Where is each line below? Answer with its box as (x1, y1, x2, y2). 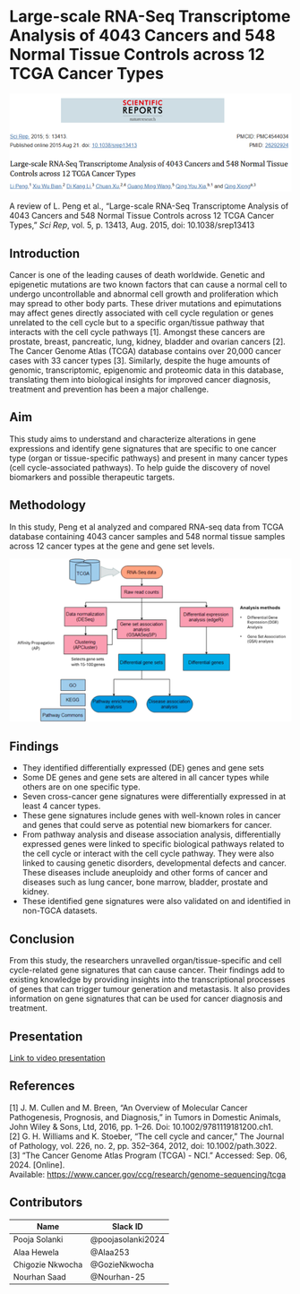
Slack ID (111, 1221, 143, 1232)
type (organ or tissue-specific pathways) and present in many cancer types (9, 453, 288, 463)
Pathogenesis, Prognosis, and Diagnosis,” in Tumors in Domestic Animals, (9, 1111, 282, 1122)
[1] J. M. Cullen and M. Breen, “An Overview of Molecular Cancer (9, 1102, 248, 1113)
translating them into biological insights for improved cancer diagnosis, (9, 375, 271, 385)
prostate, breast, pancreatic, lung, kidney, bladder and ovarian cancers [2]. (9, 336, 287, 347)
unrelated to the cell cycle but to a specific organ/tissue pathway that (9, 317, 265, 328)
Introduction (9, 246, 81, 261)
